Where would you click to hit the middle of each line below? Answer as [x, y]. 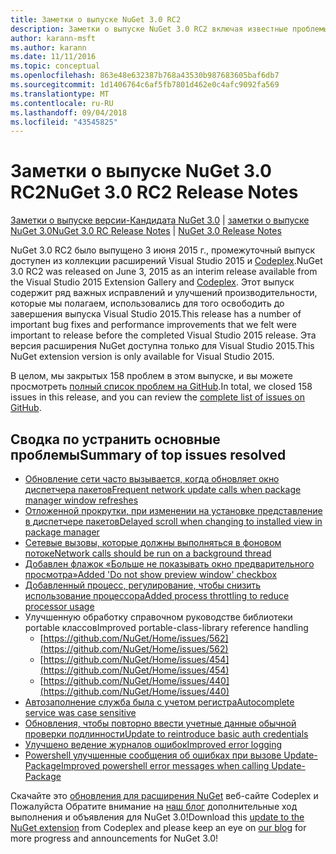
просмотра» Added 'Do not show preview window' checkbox [151, 574]
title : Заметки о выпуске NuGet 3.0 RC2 [96, 19]
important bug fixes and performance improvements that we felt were [153, 325]
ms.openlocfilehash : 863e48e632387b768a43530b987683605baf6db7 [145, 76]
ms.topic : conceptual [55, 66]
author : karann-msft [53, 38]
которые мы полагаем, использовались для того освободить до [147, 303]
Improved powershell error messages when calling [165, 765]
